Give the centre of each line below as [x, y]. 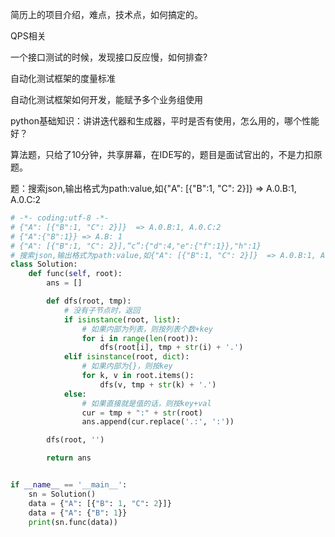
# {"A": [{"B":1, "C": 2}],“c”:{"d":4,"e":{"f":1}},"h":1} [136, 246]
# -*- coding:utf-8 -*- [60, 218]
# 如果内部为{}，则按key [127, 366]
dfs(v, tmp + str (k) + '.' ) [158, 384]
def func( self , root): [75, 274]
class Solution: [44, 264]
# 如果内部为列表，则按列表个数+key [147, 329]
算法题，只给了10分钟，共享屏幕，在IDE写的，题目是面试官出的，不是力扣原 [166, 154]
